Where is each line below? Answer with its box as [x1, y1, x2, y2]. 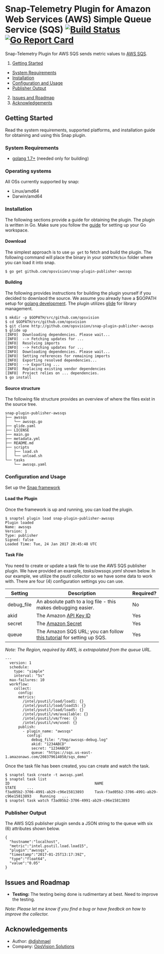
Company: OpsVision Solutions [12, 943, 75, 949]
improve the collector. [5, 911, 49, 917]
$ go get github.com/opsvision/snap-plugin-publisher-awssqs [5, 269, 132, 274]
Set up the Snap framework [5, 485, 61, 490]
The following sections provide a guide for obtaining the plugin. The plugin [5, 216, 155, 223]
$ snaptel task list [5, 777, 47, 782]
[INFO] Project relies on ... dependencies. [5, 371, 99, 376]
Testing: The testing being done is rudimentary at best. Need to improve [12, 891, 158, 897]
